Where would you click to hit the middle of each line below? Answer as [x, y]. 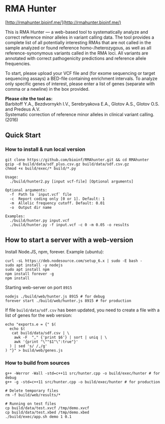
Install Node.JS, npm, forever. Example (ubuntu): [55, 252]
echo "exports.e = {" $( [31, 325]
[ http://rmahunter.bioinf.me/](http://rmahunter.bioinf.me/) [63, 22]
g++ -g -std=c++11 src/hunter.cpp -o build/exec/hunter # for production [83, 382]
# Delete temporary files [32, 391]
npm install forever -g [30, 274]
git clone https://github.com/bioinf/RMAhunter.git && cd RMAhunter [77, 160]
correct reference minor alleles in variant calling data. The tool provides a [80, 37]
